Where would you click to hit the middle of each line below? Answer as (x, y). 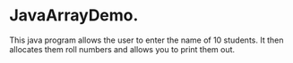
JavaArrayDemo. (74, 16)
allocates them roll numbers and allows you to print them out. (122, 49)
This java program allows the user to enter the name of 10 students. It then (146, 40)
